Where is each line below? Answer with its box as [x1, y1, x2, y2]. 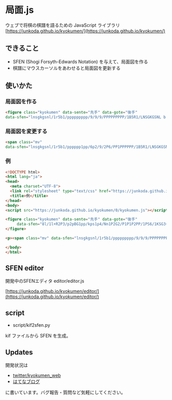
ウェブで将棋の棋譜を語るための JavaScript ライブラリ [5, 22, 120, 28]
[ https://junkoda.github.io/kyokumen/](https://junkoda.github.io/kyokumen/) [5, 28, 165, 34]
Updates [5, 348, 33, 356]
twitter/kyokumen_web [12, 372, 61, 378]
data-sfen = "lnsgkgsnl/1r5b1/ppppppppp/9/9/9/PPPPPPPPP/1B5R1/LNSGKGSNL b [5, 115, 166, 120]
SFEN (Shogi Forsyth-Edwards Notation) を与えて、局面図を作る [12, 58, 148, 65]
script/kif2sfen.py [12, 322, 50, 328]
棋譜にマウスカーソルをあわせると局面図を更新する [12, 65, 121, 71]
